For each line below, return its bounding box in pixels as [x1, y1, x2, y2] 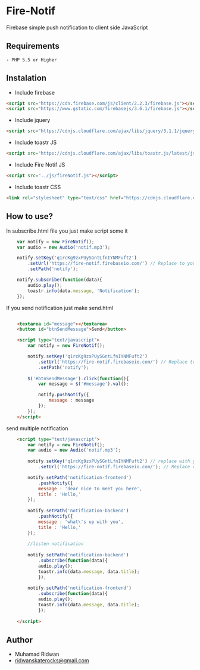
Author [6, 635, 33, 645]
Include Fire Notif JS [14, 161, 65, 168]
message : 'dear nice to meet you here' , [37, 486, 143, 491]
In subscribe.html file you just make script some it [6, 227, 128, 234]
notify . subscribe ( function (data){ [17, 277, 102, 283]
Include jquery [14, 117, 51, 124]
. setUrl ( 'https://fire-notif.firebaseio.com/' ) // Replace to [27, 261, 185, 267]
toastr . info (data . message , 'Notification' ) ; [27, 287, 140, 294]
